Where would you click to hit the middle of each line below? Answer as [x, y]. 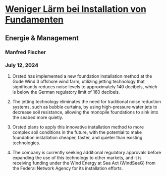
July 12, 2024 [22, 65]
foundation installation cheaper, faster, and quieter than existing [77, 137]
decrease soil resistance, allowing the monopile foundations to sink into [85, 112]
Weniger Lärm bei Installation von [76, 9]
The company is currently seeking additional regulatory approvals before [87, 152]
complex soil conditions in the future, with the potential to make [77, 132]
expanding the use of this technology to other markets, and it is [77, 158]
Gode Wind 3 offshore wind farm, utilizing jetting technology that [79, 81]
